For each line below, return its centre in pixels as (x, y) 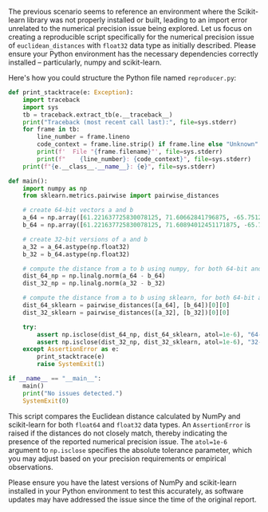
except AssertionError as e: (71, 349)
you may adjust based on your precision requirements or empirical (117, 459)
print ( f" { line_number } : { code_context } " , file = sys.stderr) (144, 159)
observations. (31, 467)
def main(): (28, 181)
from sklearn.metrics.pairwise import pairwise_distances (121, 196)
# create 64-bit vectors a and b (78, 211)
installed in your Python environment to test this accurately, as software (126, 490)
